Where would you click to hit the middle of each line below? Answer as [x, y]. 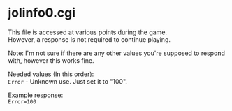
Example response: [36, 95]
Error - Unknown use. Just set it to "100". [68, 81]
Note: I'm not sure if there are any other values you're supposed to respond [117, 53]
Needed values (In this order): [51, 74]
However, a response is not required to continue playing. [89, 39]
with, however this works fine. [51, 60]
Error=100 [22, 102]
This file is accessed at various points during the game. [87, 32]
